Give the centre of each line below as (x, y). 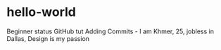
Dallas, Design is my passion (48, 38)
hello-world (42, 12)
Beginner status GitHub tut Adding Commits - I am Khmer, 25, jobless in (110, 31)
